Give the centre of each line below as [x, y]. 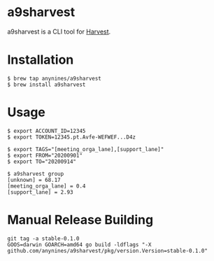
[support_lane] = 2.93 [40, 192]
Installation [41, 60]
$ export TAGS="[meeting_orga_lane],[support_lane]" [86, 149]
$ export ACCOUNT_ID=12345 [47, 131]
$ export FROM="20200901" [45, 155]
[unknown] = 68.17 [34, 180]
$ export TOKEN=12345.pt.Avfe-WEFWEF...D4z [72, 137]
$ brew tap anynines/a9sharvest [54, 78]
